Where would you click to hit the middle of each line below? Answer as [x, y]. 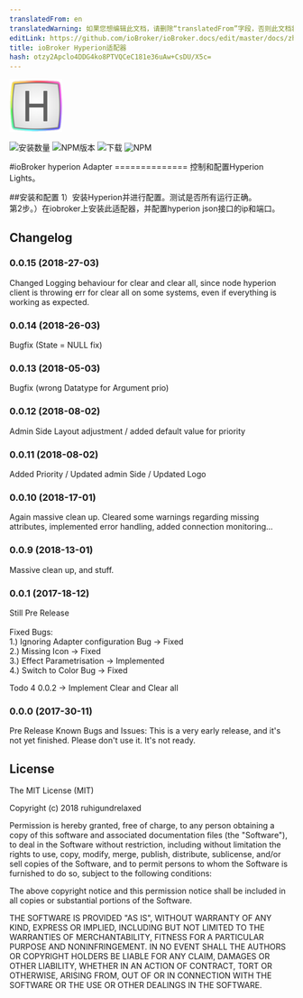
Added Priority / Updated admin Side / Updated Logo [108, 474]
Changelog [41, 238]
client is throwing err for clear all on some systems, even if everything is [143, 292]
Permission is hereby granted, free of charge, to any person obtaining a [142, 825]
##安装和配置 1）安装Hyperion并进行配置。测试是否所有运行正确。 [133, 198]
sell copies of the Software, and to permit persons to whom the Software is [149, 864]
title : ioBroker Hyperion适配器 [68, 48]
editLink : [28, 38]
